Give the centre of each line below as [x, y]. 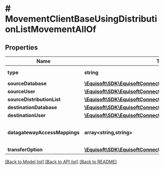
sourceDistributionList [34, 99]
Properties [21, 47]
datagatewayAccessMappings [43, 133]
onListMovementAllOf [51, 29]
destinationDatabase [32, 107]
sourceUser [21, 91]
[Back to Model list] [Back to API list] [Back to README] [61, 162]
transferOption [25, 150]
